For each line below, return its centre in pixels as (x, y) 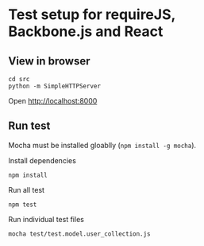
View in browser (49, 61)
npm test (23, 205)
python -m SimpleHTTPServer (55, 86)
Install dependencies (42, 160)
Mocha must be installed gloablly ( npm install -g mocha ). (102, 145)
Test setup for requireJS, (92, 15)
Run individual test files (46, 219)
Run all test (27, 189)
